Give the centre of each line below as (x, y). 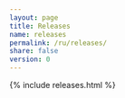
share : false (34, 51)
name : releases (38, 34)
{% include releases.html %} (62, 85)
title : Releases (40, 26)
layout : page (34, 18)
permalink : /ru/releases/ (58, 43)
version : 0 (30, 59)
